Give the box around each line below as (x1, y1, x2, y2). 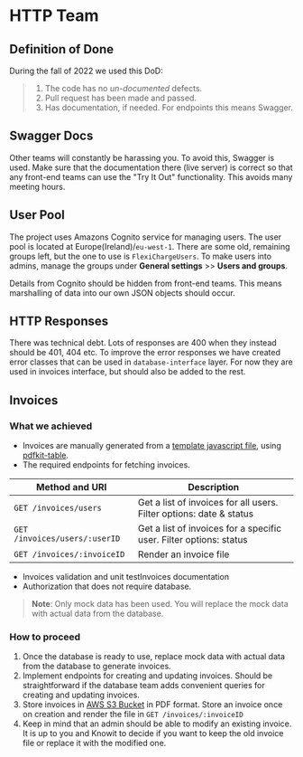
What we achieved (9, 420, 93, 432)
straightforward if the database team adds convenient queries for (22, 680, 265, 691)
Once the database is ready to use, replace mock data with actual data (22, 651, 286, 662)
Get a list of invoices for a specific (138, 522, 282, 535)
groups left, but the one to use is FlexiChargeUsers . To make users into (9, 251, 272, 261)
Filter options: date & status (138, 507, 254, 520)
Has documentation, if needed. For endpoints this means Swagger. (44, 102, 294, 113)
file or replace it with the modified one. (22, 738, 167, 749)
